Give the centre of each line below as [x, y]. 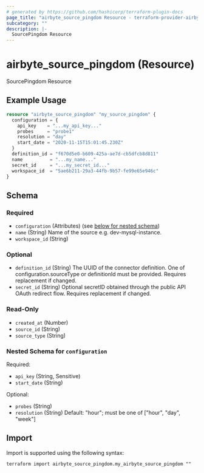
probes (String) [34, 406]
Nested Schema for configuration [57, 351]
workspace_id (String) [42, 239]
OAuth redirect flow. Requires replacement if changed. [83, 294]
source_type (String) [40, 335]
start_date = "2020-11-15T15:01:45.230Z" [70, 143]
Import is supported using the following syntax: [65, 452]
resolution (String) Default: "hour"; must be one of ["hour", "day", [98, 412]
